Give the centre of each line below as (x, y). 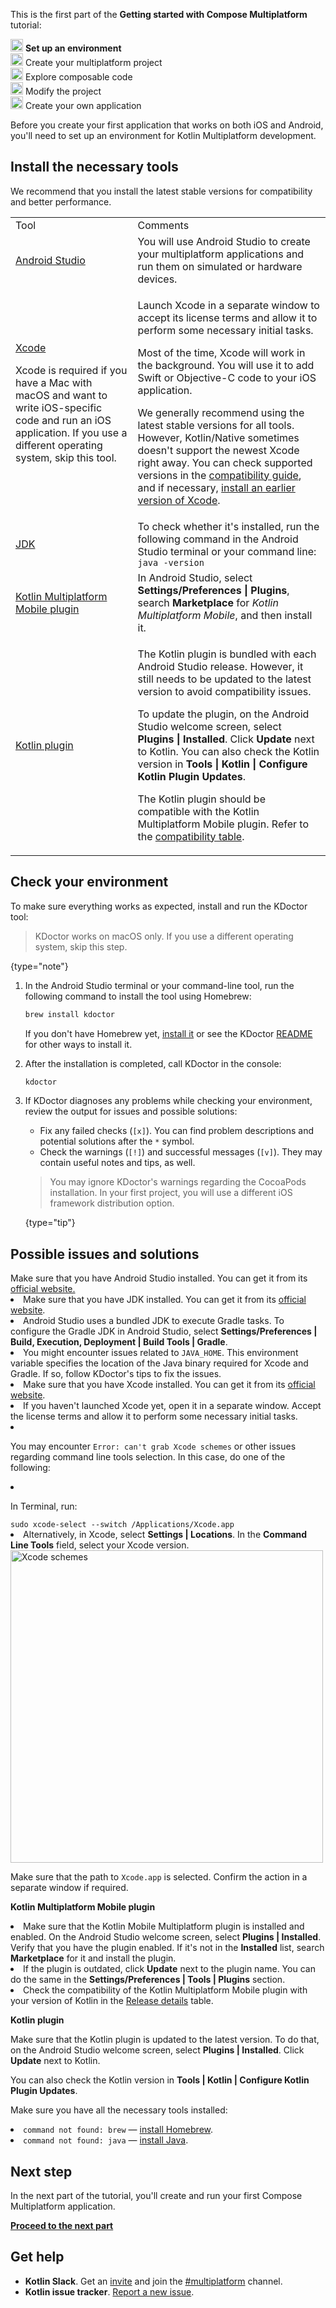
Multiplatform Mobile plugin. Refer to (223, 824)
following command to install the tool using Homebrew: (138, 996)
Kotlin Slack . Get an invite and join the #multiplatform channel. (153, 2281)
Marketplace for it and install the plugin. (93, 1958)
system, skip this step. (81, 946)
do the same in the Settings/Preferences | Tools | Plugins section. (148, 1980)
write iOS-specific (59, 407)
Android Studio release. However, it (220, 666)
